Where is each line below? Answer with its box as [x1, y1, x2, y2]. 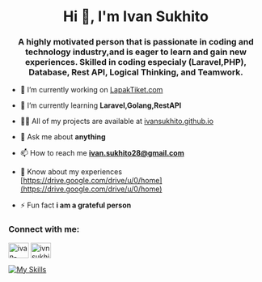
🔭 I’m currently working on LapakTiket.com [19, 85, 163, 95]
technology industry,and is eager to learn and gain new [25, 46, 247, 58]
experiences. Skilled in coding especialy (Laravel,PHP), [25, 57, 247, 68]
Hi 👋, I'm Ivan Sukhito [63, 7, 209, 26]
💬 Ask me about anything [19, 132, 107, 142]
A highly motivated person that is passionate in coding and [17, 36, 255, 48]
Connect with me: [8, 224, 80, 235]
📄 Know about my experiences [19, 167, 123, 177]
